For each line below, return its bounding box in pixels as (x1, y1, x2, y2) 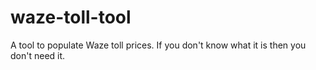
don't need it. (10, 49, 66, 61)
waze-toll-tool (10, 6, 132, 29)
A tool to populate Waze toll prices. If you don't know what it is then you (10, 39, 307, 51)
